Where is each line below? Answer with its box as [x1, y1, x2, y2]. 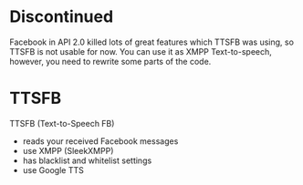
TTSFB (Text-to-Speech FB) [9, 118, 115, 128]
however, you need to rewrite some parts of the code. [9, 56, 212, 67]
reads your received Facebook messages [22, 135, 179, 147]
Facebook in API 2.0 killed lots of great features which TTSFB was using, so [9, 36, 295, 47]
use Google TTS [22, 164, 84, 175]
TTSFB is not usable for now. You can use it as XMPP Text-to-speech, [9, 46, 272, 57]
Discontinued [9, 6, 114, 27]
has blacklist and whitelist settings [22, 155, 152, 166]
